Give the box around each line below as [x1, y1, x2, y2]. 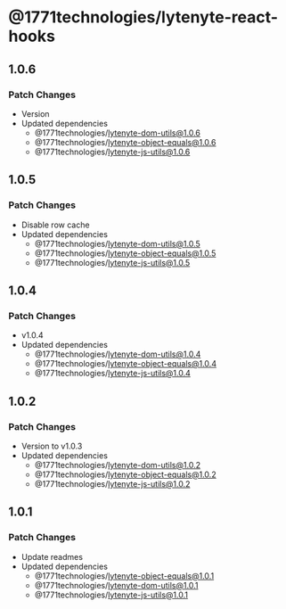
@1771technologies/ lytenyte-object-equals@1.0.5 [34, 248, 217, 259]
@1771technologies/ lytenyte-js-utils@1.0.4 [34, 368, 191, 379]
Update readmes [20, 551, 84, 562]
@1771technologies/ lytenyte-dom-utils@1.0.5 [34, 238, 201, 249]
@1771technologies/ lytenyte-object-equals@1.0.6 [34, 136, 217, 147]
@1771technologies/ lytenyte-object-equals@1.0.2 [34, 469, 217, 480]
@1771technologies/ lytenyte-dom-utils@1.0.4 [34, 349, 201, 359]
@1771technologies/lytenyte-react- [8, 7, 278, 28]
